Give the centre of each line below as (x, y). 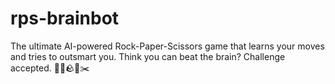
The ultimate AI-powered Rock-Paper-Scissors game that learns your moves (167, 46)
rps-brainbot (65, 18)
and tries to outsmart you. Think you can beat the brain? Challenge (148, 56)
